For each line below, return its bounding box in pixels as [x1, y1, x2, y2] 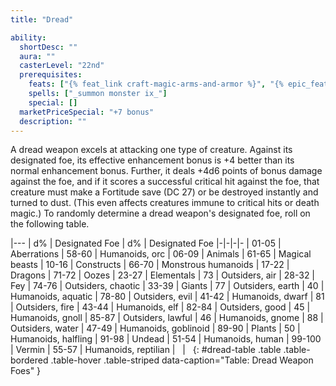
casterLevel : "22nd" [19, 61, 105, 71]
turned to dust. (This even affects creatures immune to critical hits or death [10, 197, 320, 209]
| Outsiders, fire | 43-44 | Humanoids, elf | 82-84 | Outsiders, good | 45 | [10, 301, 311, 313]
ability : [10, 32, 47, 43]
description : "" [19, 116, 87, 126]
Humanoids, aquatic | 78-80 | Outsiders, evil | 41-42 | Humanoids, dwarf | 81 [10, 291, 325, 303]
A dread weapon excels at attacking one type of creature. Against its [10, 144, 293, 156]
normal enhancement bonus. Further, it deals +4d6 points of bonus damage [10, 165, 323, 177]
